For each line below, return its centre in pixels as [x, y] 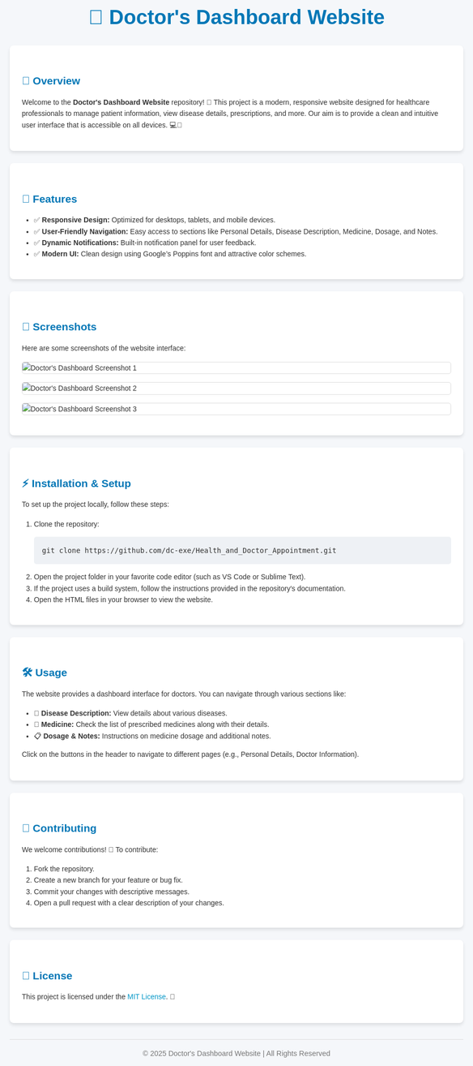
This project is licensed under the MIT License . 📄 [99, 997]
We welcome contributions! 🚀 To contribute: [90, 849]
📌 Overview [51, 81]
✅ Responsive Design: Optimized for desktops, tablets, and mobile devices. [155, 220]
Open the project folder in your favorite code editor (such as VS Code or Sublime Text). [170, 577]
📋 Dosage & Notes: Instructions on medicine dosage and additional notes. [153, 736]
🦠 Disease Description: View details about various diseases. [131, 713]
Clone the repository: [66, 524]
